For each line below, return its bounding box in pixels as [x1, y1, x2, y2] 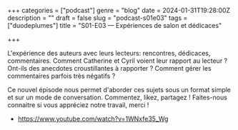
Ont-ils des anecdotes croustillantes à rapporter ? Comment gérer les [7, 64, 212, 72]
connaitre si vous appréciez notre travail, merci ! [7, 101, 149, 109]
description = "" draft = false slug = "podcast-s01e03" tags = [7, 14, 188, 22]
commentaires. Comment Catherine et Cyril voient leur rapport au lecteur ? [7, 56, 228, 65]
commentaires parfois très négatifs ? [7, 71, 116, 80]
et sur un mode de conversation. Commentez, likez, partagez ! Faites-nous [7, 93, 227, 101]
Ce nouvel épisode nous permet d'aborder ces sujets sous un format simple [7, 86, 231, 94]
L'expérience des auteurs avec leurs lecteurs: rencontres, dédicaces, [7, 49, 211, 57]
